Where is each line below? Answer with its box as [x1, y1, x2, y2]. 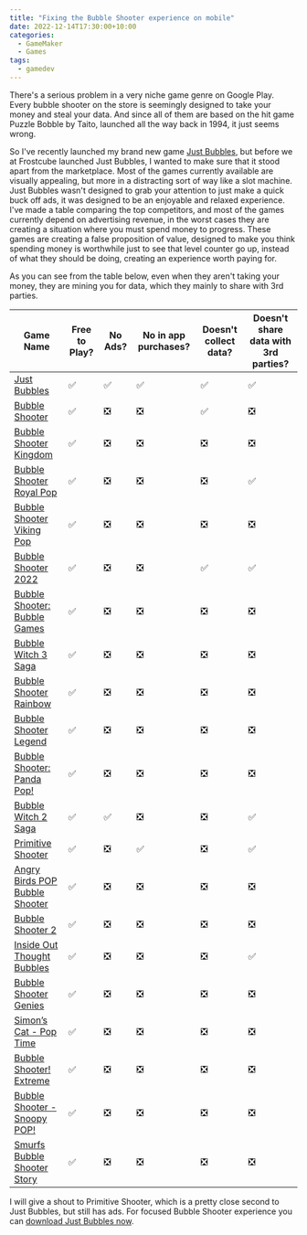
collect [204, 335, 236, 347]
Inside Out [14, 938, 58, 951]
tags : [9, 56, 30, 65]
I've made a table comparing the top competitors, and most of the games [9, 204, 285, 215]
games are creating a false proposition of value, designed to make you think [9, 233, 295, 244]
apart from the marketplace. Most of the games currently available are [9, 165, 274, 176]
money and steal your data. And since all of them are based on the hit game [9, 109, 295, 120]
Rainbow [14, 697, 52, 709]
